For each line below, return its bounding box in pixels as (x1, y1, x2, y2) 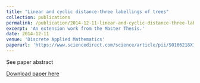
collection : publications (6, 14, 70, 20)
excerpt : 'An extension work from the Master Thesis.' (6, 25, 145, 32)
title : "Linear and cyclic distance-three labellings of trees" (6, 8, 169, 15)
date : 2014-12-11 (6, 31, 49, 37)
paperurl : (6, 42, 31, 48)
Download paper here (6, 70, 60, 77)
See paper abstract (6, 58, 54, 66)
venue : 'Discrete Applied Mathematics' (6, 36, 105, 42)
